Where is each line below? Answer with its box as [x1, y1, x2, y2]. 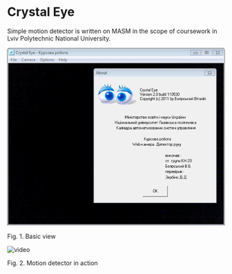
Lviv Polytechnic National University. [7, 34, 111, 42]
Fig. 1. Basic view [7, 232, 57, 240]
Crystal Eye [7, 4, 75, 20]
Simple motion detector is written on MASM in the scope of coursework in [7, 27, 217, 35]
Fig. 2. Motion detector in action [7, 259, 98, 267]
